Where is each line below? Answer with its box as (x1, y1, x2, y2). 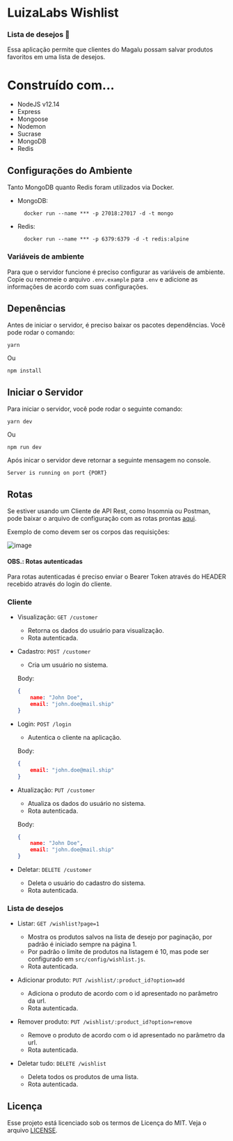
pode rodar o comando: (7, 328, 75, 337)
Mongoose (17, 115, 49, 123)
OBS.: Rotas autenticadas (7, 557, 83, 565)
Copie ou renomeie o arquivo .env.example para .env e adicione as (7, 275, 198, 283)
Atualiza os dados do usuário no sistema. (27, 799, 146, 807)
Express (17, 108, 41, 116)
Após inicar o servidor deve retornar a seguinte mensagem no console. (7, 456, 211, 464)
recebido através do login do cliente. (7, 580, 113, 588)
